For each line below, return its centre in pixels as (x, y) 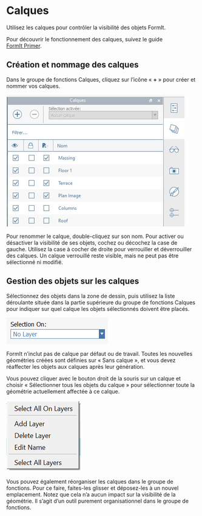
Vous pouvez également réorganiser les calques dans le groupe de (90, 481)
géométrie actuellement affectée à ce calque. (63, 391)
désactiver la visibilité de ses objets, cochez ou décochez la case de (92, 242)
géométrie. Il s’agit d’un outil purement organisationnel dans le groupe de (98, 501)
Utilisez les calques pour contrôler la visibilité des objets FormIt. (86, 27)
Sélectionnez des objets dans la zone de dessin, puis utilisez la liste (91, 296)
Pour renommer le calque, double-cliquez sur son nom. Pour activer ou (95, 236)
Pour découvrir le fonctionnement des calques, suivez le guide (84, 39)
